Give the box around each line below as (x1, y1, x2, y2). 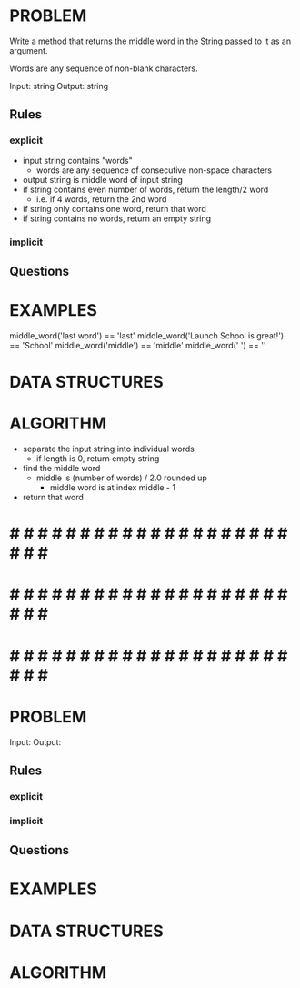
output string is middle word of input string (22, 174, 184, 185)
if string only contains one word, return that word (22, 203, 207, 214)
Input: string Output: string (9, 80, 109, 91)
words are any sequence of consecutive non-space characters (35, 165, 273, 176)
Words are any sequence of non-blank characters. (9, 63, 198, 74)
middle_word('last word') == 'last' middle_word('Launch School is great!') (9, 329, 285, 341)
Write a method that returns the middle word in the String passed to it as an (9, 35, 292, 46)
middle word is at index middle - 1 (49, 482, 175, 492)
